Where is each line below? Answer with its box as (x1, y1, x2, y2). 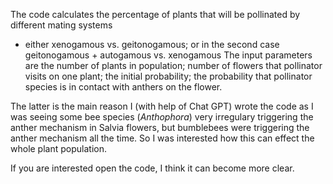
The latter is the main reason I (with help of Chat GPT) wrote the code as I (10, 100, 314, 112)
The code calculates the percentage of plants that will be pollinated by (10, 9, 301, 20)
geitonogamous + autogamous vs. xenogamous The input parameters (24, 49, 313, 61)
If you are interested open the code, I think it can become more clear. (10, 162, 295, 174)
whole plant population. (10, 143, 107, 154)
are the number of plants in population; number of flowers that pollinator (24, 60, 323, 71)
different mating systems (10, 19, 113, 31)
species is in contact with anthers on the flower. (24, 81, 223, 93)
